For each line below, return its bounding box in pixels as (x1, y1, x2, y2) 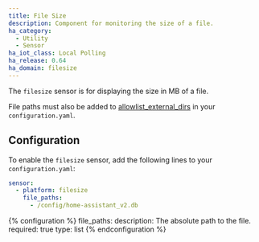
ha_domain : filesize (8, 64, 78, 72)
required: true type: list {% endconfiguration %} (8, 224, 166, 234)
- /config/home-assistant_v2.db (29, 202, 138, 210)
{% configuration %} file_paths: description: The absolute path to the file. (8, 216, 252, 226)
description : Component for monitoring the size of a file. (8, 19, 215, 27)
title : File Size (8, 11, 67, 20)
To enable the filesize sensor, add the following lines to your (8, 154, 213, 165)
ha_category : (8, 27, 52, 35)
